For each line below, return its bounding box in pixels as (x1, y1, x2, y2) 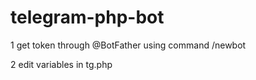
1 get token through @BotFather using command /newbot (10, 39, 247, 51)
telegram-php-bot (10, 6, 165, 29)
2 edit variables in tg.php (10, 58, 113, 70)
